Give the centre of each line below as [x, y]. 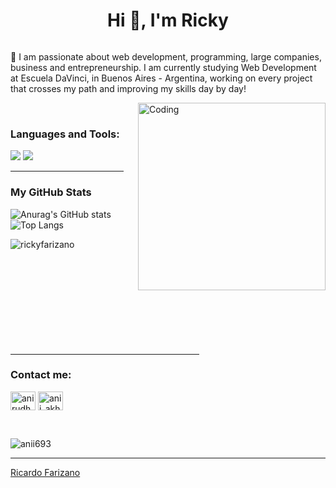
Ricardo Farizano [45, 472]
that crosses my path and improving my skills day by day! [128, 88]
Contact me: [41, 375]
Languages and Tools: [65, 134]
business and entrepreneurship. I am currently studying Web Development [163, 67]
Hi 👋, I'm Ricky [168, 20]
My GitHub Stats [51, 192]
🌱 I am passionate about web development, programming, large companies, [166, 56]
